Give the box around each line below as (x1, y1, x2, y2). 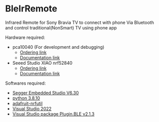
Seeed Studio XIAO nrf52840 (12, 60, 73, 66)
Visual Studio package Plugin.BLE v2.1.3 (12, 111, 95, 117)
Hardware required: (5, 34, 45, 40)
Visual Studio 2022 (12, 106, 52, 112)
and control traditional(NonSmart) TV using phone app (5, 24, 117, 30)
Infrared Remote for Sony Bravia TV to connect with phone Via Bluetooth (5, 19, 155, 25)
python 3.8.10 (12, 95, 40, 101)
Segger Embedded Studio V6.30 (12, 90, 79, 96)
